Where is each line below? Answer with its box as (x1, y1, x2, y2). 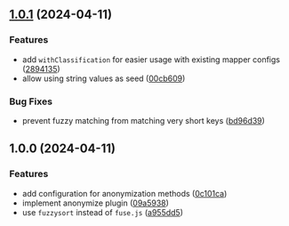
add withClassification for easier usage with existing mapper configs (21, 53, 280, 65)
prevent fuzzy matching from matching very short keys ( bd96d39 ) (21, 115, 265, 125)
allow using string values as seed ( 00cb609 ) (21, 73, 186, 84)
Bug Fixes (9, 95, 53, 108)
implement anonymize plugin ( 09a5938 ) (21, 198, 169, 208)
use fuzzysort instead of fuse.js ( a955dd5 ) (21, 206, 184, 217)
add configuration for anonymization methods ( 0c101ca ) (21, 188, 228, 198)
